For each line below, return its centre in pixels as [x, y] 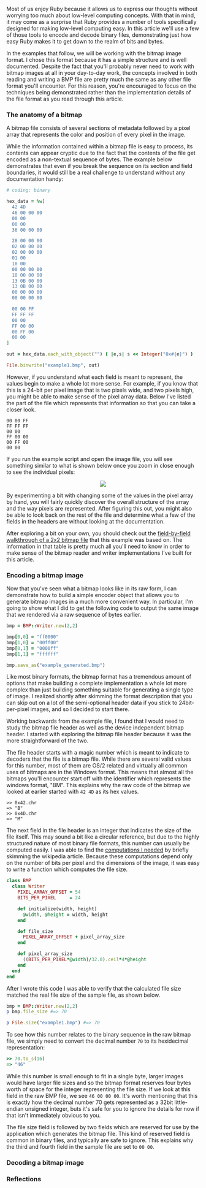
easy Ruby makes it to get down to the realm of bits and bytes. [85, 41]
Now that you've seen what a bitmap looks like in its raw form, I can [92, 588]
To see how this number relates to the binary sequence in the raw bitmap [99, 1035]
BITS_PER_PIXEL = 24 [49, 898]
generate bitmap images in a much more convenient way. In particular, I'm [100, 602]
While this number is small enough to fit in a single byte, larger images [95, 1076]
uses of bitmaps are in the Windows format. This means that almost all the [100, 772]
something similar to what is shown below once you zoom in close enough [100, 465]
